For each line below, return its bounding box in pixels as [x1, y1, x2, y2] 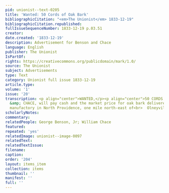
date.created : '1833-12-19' [5, 36, 64, 41]
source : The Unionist [5, 63, 51, 68]
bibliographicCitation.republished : [5, 21, 82, 27]
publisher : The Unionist [5, 49, 57, 54]
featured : [5, 124, 26, 129]
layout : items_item [5, 161, 46, 166]
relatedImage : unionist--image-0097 [5, 134, 82, 139]
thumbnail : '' [5, 171, 35, 176]
